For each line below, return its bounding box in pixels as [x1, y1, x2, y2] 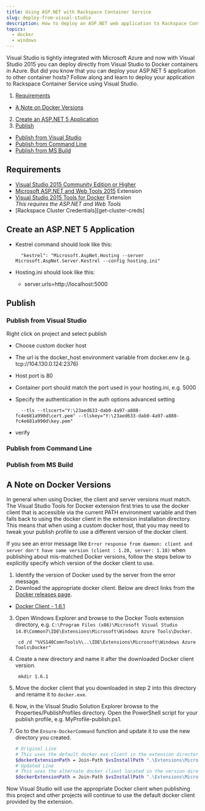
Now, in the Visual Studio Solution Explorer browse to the [15, 702, 159, 710]
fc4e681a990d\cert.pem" [15, 413, 76, 419]
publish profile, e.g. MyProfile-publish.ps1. [15, 715, 122, 722]
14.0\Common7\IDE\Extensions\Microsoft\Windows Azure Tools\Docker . [15, 627, 192, 635]
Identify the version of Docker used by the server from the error [15, 571, 176, 578]
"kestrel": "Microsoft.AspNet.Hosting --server [21, 252, 145, 258]
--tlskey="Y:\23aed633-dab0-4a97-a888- [78, 413, 180, 419]
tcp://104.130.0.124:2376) [15, 360, 79, 368]
